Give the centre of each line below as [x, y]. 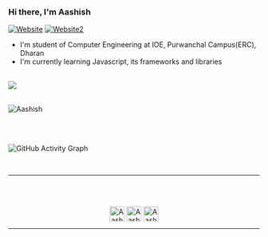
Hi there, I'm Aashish [50, 12]
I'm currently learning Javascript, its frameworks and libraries [121, 61]
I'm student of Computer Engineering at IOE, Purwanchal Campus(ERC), [138, 45]
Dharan [32, 53]
